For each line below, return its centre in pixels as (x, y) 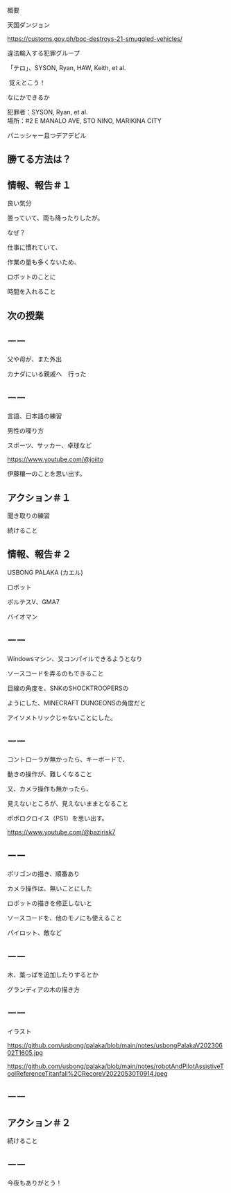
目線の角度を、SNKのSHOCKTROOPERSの (68, 688)
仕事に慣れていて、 (34, 248)
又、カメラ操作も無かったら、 (50, 789)
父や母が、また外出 (35, 359)
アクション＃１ (39, 498)
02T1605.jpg (25, 1052)
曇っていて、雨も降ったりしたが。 (55, 218)
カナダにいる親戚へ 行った (47, 374)
